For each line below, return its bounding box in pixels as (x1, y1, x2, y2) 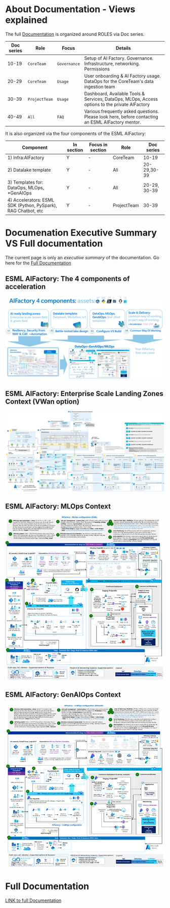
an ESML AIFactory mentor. (84, 119, 141, 125)
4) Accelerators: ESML (7, 197, 55, 203)
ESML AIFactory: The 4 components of (5, 274, 130, 283)
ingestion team (84, 84, 115, 90)
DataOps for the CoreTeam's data (84, 78, 154, 84)
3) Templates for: (7, 179, 44, 185)
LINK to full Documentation (5, 897, 62, 903)
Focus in (89, 142, 108, 148)
